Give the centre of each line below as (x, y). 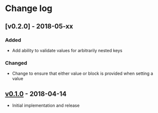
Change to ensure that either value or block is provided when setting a (82, 73)
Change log (29, 8)
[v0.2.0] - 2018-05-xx (39, 26)
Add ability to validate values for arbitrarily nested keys (67, 50)
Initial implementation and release (46, 105)
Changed (16, 63)
